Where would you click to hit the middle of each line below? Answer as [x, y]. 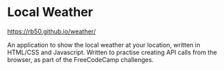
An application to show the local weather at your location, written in [104, 45]
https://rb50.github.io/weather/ [51, 31]
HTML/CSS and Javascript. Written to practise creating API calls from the [112, 52]
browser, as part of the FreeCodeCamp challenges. [81, 59]
